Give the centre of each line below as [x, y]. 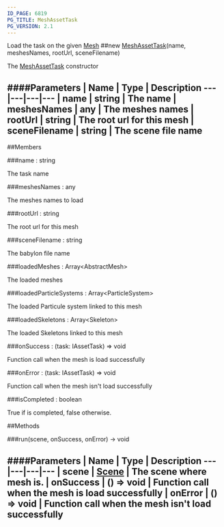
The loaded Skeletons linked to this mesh [65, 333]
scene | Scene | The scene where [135, 471]
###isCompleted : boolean [44, 400]
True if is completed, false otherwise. [59, 413]
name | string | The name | [120, 98]
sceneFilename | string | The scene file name [105, 131]
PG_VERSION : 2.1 [30, 26]
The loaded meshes [35, 280]
